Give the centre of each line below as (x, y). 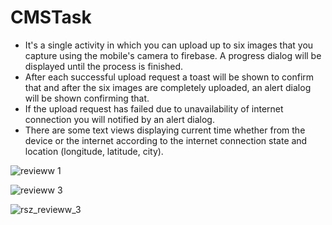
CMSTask (51, 17)
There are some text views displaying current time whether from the (165, 130)
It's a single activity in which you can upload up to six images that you (169, 45)
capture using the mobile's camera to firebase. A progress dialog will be (173, 55)
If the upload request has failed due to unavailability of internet (154, 108)
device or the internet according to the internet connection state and (166, 140)
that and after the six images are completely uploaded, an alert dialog (168, 87)
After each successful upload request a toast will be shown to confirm (169, 77)
